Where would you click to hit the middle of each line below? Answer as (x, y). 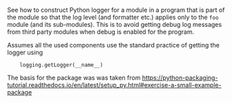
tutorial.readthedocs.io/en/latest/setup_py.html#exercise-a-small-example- (115, 85)
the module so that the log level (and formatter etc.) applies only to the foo (113, 17)
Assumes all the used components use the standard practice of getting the (113, 45)
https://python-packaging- (180, 78)
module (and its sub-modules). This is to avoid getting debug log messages (115, 24)
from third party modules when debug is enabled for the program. (101, 32)
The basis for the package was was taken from (74, 78)
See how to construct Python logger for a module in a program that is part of (116, 10)
